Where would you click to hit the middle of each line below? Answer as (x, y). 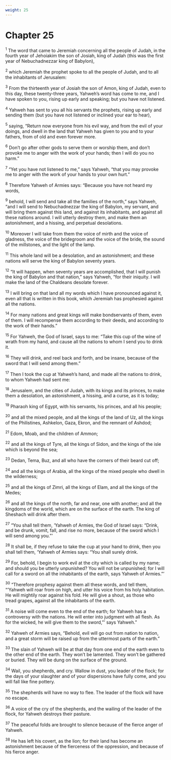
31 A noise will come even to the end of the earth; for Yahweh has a (76, 611)
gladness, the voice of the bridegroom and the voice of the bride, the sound (85, 239)
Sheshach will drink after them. (38, 514)
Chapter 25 (30, 35)
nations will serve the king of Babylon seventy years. (61, 260)
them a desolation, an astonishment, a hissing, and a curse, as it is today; (82, 396)
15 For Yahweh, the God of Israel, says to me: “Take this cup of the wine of (83, 336)
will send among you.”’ (29, 536)
